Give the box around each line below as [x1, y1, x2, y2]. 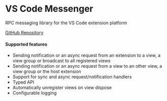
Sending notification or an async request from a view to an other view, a [12, 63, 162, 69]
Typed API [12, 79, 34, 85]
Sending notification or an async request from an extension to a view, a [12, 53, 160, 59]
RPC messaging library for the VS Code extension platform [5, 20, 127, 26]
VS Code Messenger [5, 3, 93, 15]
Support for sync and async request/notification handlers [12, 74, 132, 80]
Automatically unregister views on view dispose [12, 84, 112, 91]
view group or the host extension [12, 69, 82, 75]
